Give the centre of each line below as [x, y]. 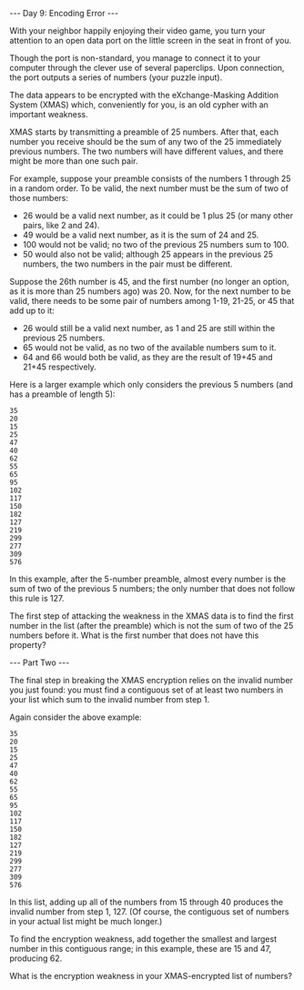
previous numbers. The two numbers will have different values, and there [147, 151]
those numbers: [39, 198]
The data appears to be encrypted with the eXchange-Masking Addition [144, 95]
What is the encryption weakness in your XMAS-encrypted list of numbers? [151, 976]
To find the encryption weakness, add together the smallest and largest [143, 939]
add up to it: [32, 310]
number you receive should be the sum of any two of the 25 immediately [146, 141]
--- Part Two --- [40, 662]
